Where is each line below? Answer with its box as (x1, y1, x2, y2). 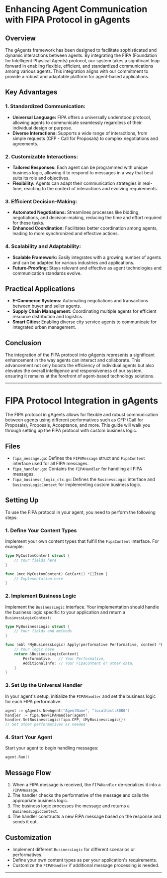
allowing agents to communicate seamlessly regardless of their (12, 120, 142, 125)
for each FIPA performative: (5, 698, 62, 704)
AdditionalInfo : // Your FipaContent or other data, (23, 661, 135, 666)
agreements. (12, 140, 39, 146)
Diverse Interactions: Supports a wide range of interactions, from (12, 130, 148, 136)
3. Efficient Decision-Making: (5, 198, 78, 205)
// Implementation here (14, 576, 64, 581)
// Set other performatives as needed (5, 722, 85, 727)
